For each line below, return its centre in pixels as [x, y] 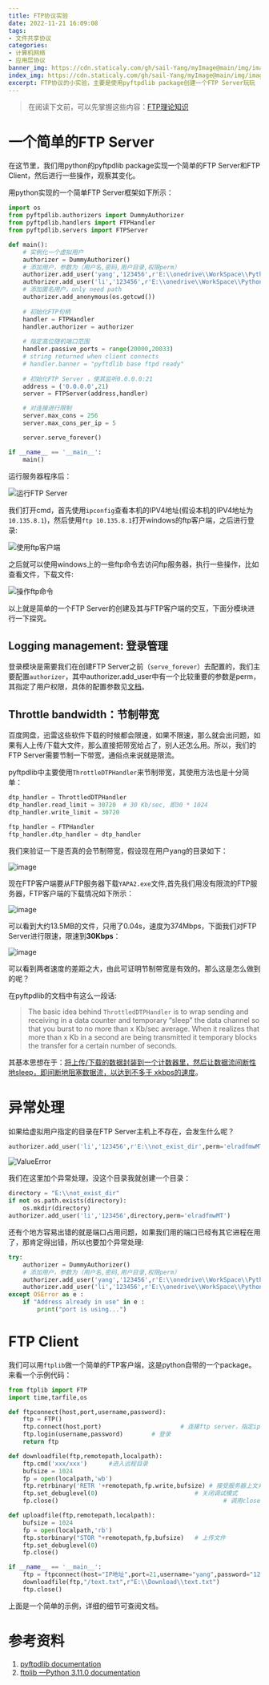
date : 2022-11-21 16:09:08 [53, 23]
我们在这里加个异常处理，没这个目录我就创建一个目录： [99, 1178]
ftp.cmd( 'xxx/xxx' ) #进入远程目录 [85, 1464]
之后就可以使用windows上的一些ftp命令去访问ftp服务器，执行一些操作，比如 [134, 564]
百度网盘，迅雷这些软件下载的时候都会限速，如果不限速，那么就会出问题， [131, 735]
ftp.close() [42, 1589]
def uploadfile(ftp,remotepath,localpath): [82, 1516]
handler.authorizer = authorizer [78, 327]
